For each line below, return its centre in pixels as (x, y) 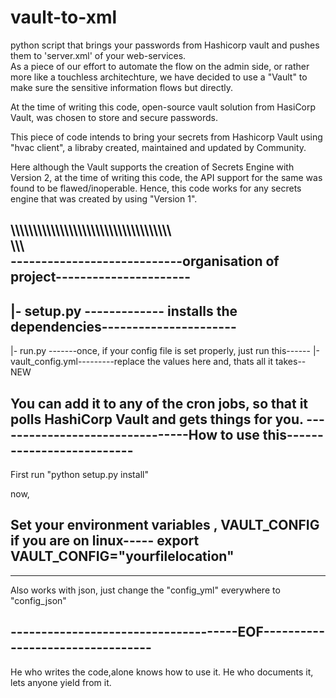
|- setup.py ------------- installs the (124, 311)
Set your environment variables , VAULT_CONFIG (165, 525)
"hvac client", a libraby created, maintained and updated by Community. (158, 147)
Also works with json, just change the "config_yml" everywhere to (145, 590)
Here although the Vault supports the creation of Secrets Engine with (152, 167)
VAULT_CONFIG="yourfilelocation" (122, 556)
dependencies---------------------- (123, 326)
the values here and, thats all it (210, 362)
